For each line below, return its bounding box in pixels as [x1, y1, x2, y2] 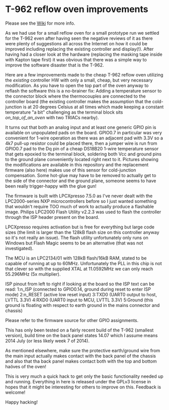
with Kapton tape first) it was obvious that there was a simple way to [5, 56, 147, 62]
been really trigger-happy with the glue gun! [5, 183, 97, 189]
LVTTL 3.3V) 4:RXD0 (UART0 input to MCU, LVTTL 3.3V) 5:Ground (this [5, 297, 153, 303]
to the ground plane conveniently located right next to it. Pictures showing [5, 156, 158, 162]
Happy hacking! [5, 399, 38, 405]
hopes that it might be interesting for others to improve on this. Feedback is [5, 384, 161, 390]
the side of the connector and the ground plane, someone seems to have [5, 178, 156, 184]
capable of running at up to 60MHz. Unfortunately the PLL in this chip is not [5, 260, 162, 266]
